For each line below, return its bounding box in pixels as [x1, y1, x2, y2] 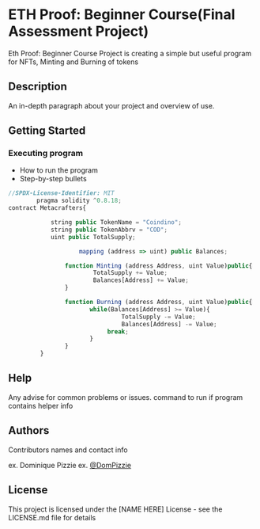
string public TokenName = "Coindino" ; [50, 219, 182, 226]
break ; [107, 327, 129, 336]
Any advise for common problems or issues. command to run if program [8, 392, 243, 402]
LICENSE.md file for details [8, 512, 96, 522]
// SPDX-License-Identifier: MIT [8, 189, 115, 197]
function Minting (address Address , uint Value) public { [64, 261, 253, 270]
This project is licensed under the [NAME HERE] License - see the [8, 504, 223, 514]
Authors [8, 424, 50, 437]
